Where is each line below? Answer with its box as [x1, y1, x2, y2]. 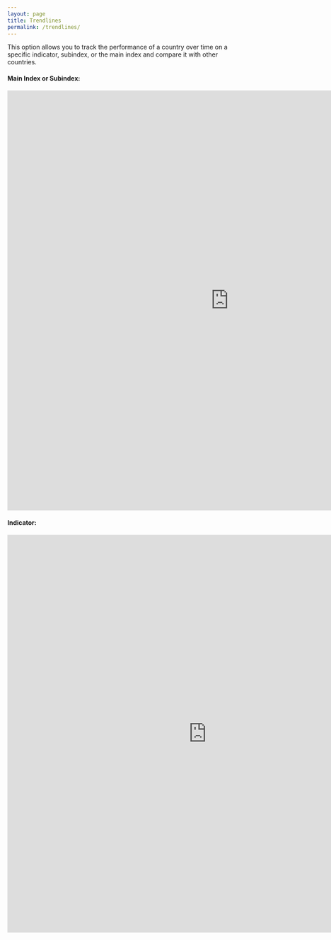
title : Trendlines [7, 17, 62, 24]
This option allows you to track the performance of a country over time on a [7, 43, 228, 52]
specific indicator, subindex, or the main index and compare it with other [7, 50, 218, 59]
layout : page [7, 10, 46, 18]
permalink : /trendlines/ [7, 23, 81, 30]
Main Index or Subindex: [7, 74, 81, 82]
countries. [7, 58, 37, 66]
